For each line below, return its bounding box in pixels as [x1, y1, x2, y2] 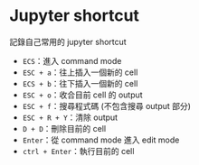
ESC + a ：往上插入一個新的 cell [22, 67, 138, 78]
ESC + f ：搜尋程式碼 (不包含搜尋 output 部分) [22, 100, 192, 111]
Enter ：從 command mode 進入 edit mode [22, 134, 180, 145]
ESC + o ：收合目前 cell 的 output [22, 89, 143, 100]
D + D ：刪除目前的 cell [22, 123, 107, 133]
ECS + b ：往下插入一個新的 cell [22, 78, 138, 88]
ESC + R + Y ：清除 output [22, 112, 118, 123]
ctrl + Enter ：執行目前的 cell [22, 145, 135, 156]
